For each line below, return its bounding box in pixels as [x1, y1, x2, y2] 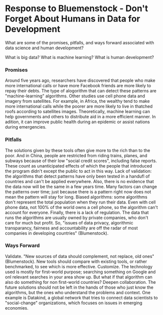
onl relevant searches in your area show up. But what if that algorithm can [5, 274, 153, 280]
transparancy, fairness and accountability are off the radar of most [5, 225, 138, 231]
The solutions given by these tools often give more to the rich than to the [5, 147, 150, 153]
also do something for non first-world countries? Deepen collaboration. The [5, 279, 156, 285]
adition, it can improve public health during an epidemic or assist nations [5, 119, 150, 125]
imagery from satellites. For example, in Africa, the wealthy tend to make [5, 98, 150, 104]
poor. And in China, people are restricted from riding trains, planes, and [5, 152, 147, 158]
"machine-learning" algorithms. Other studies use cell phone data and [5, 93, 146, 99]
